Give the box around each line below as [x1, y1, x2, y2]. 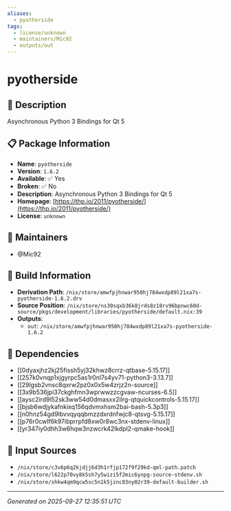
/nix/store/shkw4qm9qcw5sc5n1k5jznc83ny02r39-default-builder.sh [16, 479, 208, 486]
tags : [7, 23, 23, 30]
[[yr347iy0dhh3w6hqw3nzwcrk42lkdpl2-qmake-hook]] [16, 424, 175, 433]
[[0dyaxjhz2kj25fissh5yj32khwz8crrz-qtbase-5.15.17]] [16, 366, 170, 375]
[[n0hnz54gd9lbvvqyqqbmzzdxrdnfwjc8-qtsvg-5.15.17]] [16, 410, 175, 418]
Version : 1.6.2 [16, 166, 60, 175]
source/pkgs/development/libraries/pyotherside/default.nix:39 [16, 309, 203, 316]
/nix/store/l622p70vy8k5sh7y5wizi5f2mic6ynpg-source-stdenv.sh [16, 472, 203, 479]
